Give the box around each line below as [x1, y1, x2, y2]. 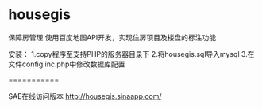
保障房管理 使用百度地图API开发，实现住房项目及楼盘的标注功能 [8, 32, 217, 42]
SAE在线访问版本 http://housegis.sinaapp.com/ [8, 91, 162, 100]
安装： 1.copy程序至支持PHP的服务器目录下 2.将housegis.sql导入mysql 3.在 [8, 49, 255, 58]
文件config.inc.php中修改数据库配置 [8, 59, 125, 69]
